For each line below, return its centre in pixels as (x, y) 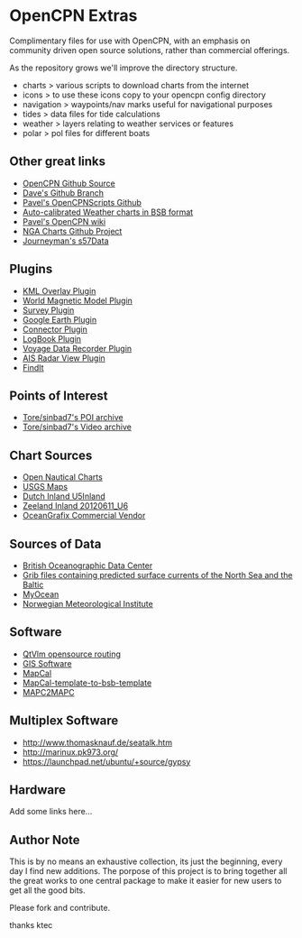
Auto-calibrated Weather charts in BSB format (108, 212)
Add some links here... (51, 812)
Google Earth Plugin (59, 319)
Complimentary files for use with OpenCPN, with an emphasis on (130, 41)
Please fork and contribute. (60, 908)
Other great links (58, 162)
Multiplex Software (64, 721)
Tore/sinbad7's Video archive (77, 427)
